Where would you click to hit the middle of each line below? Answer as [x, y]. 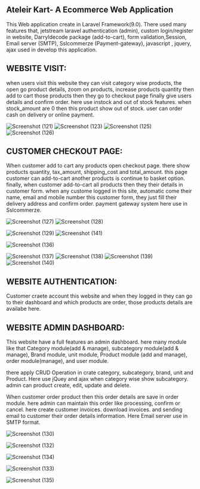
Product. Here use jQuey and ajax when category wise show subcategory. [97, 379]
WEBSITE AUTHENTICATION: [62, 281]
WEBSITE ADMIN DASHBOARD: [66, 327]
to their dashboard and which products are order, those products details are [99, 302]
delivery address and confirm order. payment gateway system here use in [97, 204]
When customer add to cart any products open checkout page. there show [98, 166]
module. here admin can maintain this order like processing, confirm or [93, 404]
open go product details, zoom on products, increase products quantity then [100, 89]
